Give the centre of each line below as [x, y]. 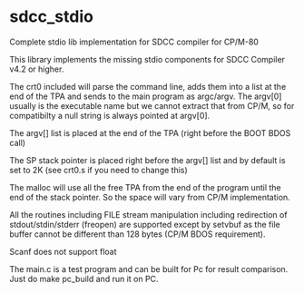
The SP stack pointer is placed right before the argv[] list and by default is [147, 160]
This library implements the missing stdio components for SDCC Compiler [147, 59]
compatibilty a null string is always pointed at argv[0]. [110, 115]
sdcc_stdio [51, 17]
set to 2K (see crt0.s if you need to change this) [98, 170]
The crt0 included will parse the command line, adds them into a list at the [148, 86]
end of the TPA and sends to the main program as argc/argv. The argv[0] [146, 96]
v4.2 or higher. [37, 69]
